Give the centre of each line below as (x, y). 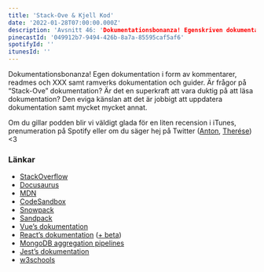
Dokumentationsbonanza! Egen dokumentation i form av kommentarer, (123, 74)
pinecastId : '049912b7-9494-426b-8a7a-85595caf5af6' (96, 37)
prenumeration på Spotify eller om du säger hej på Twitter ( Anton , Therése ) (130, 131)
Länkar (22, 159)
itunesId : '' (29, 52)
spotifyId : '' (31, 45)
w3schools (37, 260)
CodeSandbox (43, 201)
